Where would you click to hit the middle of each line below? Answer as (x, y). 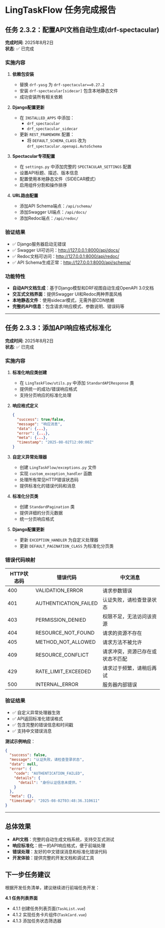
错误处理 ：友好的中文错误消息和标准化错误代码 (59, 851)
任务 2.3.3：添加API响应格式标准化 (58, 328)
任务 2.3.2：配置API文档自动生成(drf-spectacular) (82, 30)
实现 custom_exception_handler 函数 (56, 473)
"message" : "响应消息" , (40, 424)
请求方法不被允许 (122, 642)
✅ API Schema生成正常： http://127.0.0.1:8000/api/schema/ (71, 262)
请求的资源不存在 (122, 633)
